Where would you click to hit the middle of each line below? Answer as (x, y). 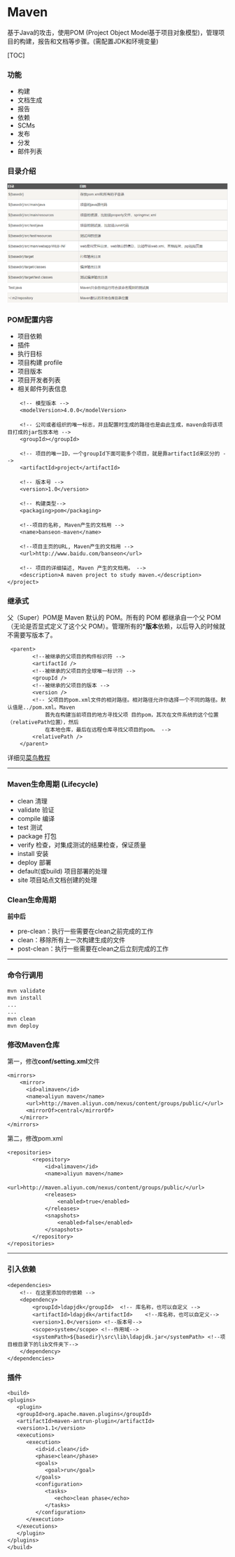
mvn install (24, 998)
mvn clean (22, 1019)
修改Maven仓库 (34, 1045)
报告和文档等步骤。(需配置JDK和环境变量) (98, 41)
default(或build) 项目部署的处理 (62, 871)
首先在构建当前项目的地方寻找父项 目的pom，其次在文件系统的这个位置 (131, 715)
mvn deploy (23, 1026)
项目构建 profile (40, 362)
